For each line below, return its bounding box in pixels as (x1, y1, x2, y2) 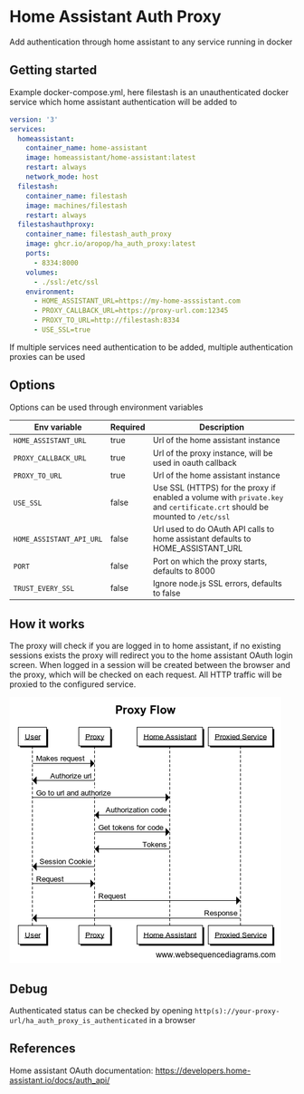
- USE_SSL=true (33, 325, 91, 334)
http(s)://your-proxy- (194, 1007, 280, 1016)
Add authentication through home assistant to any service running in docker (9, 36, 293, 47)
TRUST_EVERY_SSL (13, 585, 75, 594)
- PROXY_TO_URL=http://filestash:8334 (33, 315, 180, 325)
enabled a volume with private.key (152, 492, 284, 503)
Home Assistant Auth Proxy (9, 6, 222, 27)
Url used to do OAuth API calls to (152, 524, 274, 535)
